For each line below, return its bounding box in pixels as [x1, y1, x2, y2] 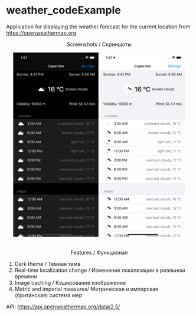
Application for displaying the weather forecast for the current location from [6, 23, 191, 30]
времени [14, 272, 37, 280]
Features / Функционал [70, 249, 128, 256]
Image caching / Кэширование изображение [14, 279, 126, 286]
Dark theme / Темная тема [14, 260, 81, 267]
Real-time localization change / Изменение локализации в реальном [14, 266, 185, 274]
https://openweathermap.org [6, 29, 77, 36]
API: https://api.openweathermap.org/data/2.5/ [6, 303, 120, 310]
